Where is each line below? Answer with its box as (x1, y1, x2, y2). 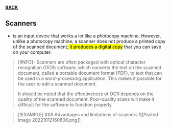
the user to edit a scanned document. (17, 80, 97, 87)
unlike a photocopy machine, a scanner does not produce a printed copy (12, 38, 166, 44)
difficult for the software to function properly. (17, 101, 113, 108)
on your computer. (12, 49, 52, 55)
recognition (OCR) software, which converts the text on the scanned (17, 64, 162, 71)
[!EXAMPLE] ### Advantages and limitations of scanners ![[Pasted (17, 111, 158, 117)
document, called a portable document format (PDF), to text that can (17, 70, 162, 76)
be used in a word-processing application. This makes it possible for (17, 75, 162, 81)
